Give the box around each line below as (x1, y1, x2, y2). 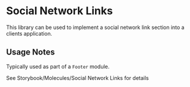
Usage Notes (6, 47, 55, 57)
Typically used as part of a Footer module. (6, 63, 110, 70)
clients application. (6, 30, 52, 37)
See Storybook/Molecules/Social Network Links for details (6, 74, 149, 81)
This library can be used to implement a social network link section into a (6, 24, 185, 31)
